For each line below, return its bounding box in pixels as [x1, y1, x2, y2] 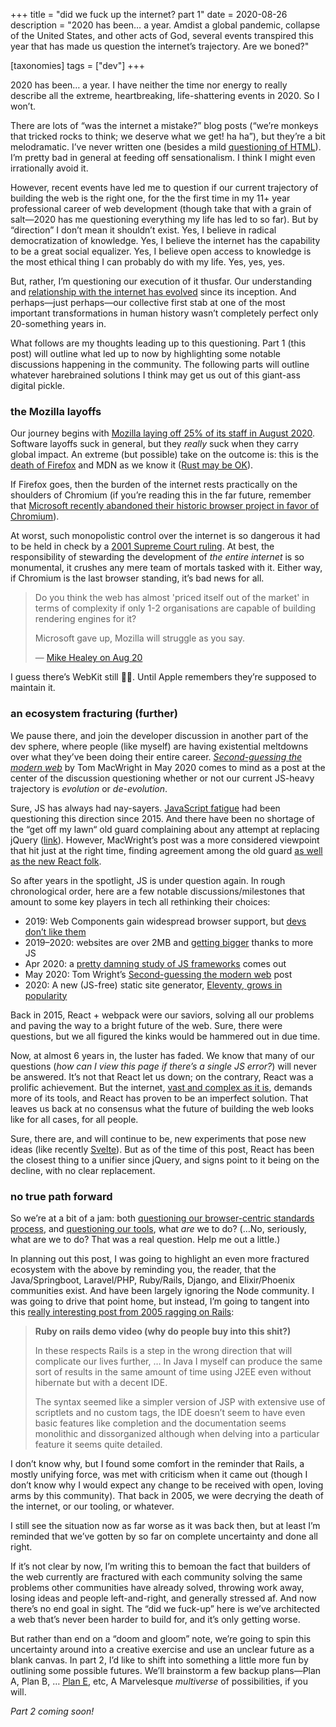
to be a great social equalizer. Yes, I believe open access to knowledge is [10, 245, 312, 257]
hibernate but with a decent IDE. [34, 1376, 168, 1388]
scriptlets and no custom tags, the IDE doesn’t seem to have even [34, 1406, 306, 1418]
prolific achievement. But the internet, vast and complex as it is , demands [10, 1081, 313, 1093]
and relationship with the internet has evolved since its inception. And [10, 286, 297, 298]
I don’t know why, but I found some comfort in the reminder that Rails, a [10, 1457, 305, 1469]
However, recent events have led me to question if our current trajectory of [10, 182, 319, 193]
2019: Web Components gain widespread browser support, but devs [24, 915, 307, 927]
